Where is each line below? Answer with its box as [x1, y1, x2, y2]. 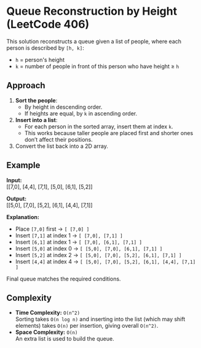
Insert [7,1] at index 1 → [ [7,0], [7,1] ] [15, 231, 123, 239]
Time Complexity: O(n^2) [15, 309, 81, 317]
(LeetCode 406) [6, 17, 90, 31]
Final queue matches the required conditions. [6, 275, 121, 282]
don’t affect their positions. [24, 136, 93, 143]
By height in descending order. [24, 103, 103, 110]
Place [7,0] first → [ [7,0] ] [15, 225, 90, 233]
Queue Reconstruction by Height [6, 4, 177, 18]
